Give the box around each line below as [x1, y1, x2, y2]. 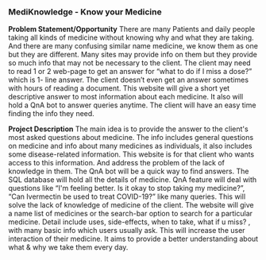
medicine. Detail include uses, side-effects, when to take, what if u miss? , [8, 217, 251, 227]
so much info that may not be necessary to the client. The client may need [8, 58, 252, 68]
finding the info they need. [8, 109, 95, 118]
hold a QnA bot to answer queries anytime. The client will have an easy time [8, 100, 256, 110]
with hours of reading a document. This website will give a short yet [8, 83, 230, 93]
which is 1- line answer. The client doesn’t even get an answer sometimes [8, 75, 249, 85]
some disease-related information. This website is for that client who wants [8, 149, 255, 159]
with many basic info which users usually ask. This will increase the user [8, 226, 245, 235]
